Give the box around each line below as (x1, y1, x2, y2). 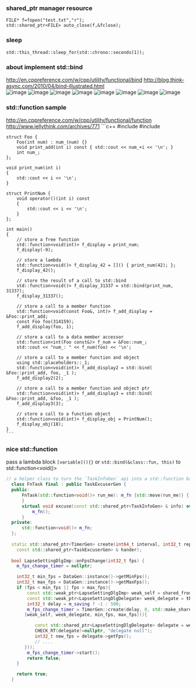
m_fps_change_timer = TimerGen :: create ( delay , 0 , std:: (27, 607, 166, 612)
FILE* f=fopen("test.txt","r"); (6, 18, 85, 23)
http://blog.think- (143, 76, 185, 83)
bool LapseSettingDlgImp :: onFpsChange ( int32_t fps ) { (11, 558, 145, 564)
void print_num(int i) (6, 165, 61, 171)
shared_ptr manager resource (6, 4, 93, 12)
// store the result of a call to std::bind (16, 278, 127, 284)
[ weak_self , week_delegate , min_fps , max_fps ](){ (24, 612, 148, 618)
